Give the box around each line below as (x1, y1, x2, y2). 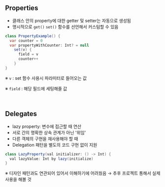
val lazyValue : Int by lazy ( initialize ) (9, 156, 94, 161)
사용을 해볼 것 (5, 177, 32, 183)
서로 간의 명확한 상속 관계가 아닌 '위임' (12, 129, 86, 135)
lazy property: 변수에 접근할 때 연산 (12, 123, 82, 129)
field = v (18, 52, 38, 57)
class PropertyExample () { (5, 33, 61, 38)
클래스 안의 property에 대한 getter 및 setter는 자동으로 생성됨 (12, 17, 132, 24)
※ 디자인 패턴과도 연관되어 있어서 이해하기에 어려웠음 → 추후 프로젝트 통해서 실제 (5, 170, 161, 176)
